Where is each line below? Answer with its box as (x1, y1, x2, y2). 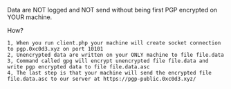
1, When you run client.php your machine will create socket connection (7, 40, 221, 47)
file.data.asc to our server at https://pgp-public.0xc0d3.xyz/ (7, 75, 196, 82)
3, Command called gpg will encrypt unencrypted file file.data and (7, 58, 209, 64)
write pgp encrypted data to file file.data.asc (7, 64, 150, 71)
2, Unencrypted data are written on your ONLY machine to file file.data (7, 51, 225, 58)
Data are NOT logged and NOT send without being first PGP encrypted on (7, 6, 218, 14)
